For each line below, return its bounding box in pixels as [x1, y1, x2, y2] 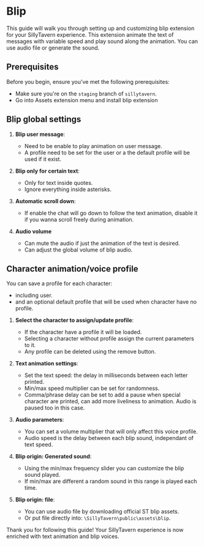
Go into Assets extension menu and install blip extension [15, 96, 158, 103]
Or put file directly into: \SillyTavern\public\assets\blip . [24, 514, 171, 522]
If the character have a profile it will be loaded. [24, 329, 142, 336]
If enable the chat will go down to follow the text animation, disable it [24, 209, 198, 217]
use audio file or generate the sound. [6, 44, 100, 51]
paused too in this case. [24, 404, 85, 411]
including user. [15, 292, 53, 299]
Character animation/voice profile [6, 263, 139, 274]
